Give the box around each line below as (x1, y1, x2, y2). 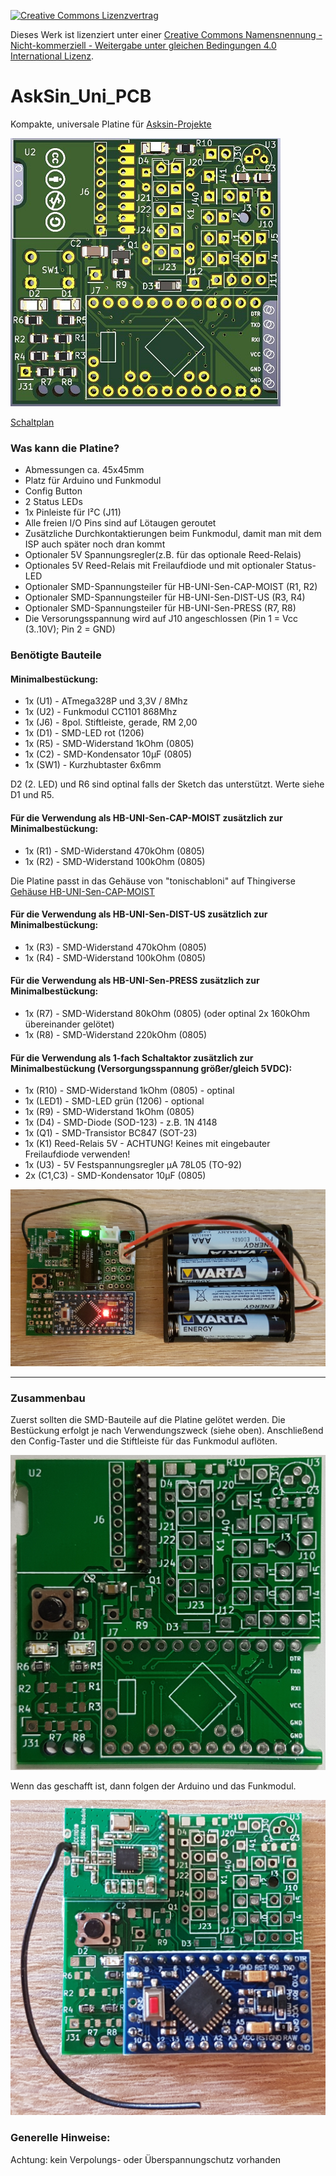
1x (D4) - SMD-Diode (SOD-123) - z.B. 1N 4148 (24, 1116, 218, 1129)
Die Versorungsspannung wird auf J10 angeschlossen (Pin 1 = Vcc (24, 613, 298, 625)
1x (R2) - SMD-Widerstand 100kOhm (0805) (24, 855, 206, 867)
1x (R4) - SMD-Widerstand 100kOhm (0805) (24, 951, 207, 964)
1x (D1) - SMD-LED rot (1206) (24, 727, 145, 739)
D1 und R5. (10, 789, 55, 801)
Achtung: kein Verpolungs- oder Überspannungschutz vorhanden (10, 2153, 282, 2165)
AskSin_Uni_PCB (10, 85, 152, 108)
